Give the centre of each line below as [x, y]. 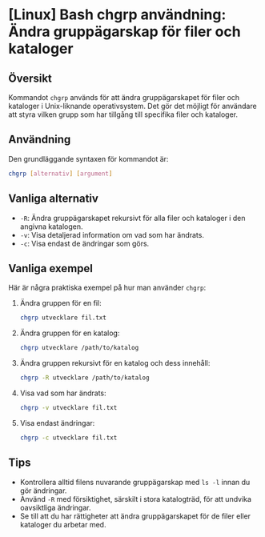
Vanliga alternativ [53, 199]
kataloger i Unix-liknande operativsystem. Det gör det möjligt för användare [133, 106]
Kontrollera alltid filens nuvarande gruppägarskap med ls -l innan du [135, 482]
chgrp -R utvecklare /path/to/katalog [84, 378]
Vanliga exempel [51, 268]
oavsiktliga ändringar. [55, 507]
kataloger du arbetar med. [63, 524]
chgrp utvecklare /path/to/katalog [79, 348]
